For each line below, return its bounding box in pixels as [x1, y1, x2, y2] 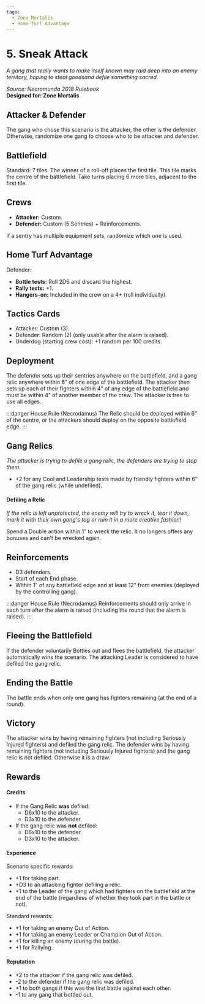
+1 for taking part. [15, 875, 61, 882]
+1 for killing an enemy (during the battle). [15, 937, 121, 945]
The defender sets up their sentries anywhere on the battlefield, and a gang [6, 372, 197, 379]
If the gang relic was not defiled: [15, 822, 98, 829]
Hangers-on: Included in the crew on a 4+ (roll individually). [15, 291, 167, 298]
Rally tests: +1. [15, 284, 54, 292]
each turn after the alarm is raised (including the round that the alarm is [6, 606, 186, 614]
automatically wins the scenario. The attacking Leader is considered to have [6, 653, 199, 661]
